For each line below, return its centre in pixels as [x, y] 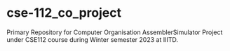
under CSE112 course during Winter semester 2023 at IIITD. [93, 39]
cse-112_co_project [64, 13]
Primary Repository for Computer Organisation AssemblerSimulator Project [115, 32]
